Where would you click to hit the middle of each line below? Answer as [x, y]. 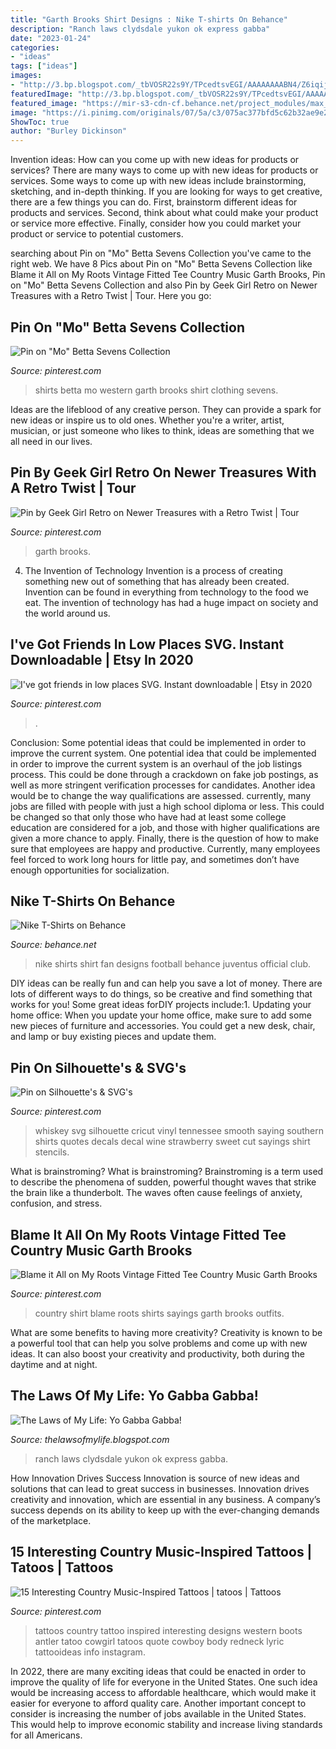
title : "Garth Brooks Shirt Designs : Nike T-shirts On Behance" [149, 19]
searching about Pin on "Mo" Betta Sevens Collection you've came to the [161, 253]
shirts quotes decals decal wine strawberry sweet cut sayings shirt [172, 1142]
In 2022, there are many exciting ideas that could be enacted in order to [158, 1671]
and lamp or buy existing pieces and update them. [113, 1037]
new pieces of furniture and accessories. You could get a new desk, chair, [163, 1026]
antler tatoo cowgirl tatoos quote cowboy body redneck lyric [159, 1641]
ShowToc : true [40, 122]
